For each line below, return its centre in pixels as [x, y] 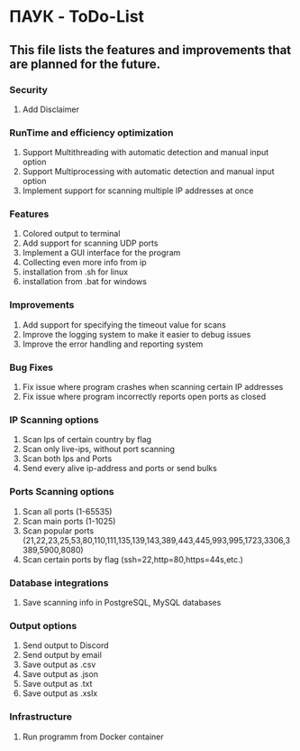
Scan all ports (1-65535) [67, 511]
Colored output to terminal [71, 234]
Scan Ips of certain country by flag [86, 440]
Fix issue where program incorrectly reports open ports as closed [144, 397]
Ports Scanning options [62, 492]
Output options [43, 626]
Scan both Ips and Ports [67, 459]
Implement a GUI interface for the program [101, 253]
